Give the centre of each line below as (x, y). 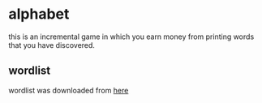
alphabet (39, 14)
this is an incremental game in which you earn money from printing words (131, 36)
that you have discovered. (52, 45)
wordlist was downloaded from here (69, 90)
